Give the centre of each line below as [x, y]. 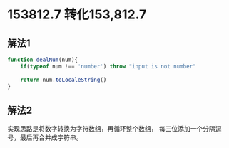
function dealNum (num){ [43, 60]
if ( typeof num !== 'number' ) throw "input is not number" [108, 66]
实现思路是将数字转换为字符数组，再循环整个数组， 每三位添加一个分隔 [111, 129]
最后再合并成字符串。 [51, 138]
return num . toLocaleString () [63, 80]
